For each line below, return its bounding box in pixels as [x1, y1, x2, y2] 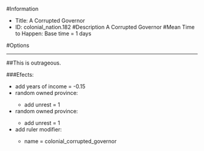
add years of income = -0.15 [15, 83, 86, 90]
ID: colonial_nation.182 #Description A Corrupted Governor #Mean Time [15, 24, 195, 30]
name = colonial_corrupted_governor [24, 138, 117, 145]
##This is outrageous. [6, 59, 61, 66]
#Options [6, 42, 30, 49]
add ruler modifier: [15, 126, 62, 133]
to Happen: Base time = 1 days [15, 30, 92, 37]
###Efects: [6, 71, 34, 78]
